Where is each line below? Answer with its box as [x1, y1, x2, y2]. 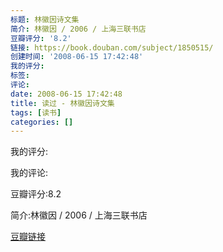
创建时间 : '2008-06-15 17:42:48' [10, 52, 144, 62]
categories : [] [10, 117, 74, 127]
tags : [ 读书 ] [10, 107, 62, 118]
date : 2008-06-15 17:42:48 [10, 89, 123, 99]
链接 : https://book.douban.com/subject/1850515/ [10, 42, 214, 53]
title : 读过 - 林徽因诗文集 [10, 98, 115, 108]
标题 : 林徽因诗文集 [10, 14, 80, 25]
